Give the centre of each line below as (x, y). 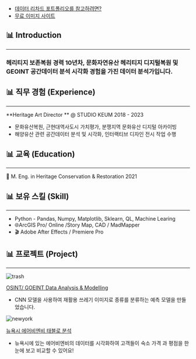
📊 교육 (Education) (41, 154)
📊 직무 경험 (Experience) (51, 92)
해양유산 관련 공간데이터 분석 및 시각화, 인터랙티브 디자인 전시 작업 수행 (95, 134)
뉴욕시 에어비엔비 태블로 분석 (39, 330)
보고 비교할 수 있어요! (50, 350)
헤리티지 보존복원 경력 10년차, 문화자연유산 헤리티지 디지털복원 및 (92, 62)
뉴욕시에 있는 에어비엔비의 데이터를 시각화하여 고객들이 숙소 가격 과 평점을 (99, 343)
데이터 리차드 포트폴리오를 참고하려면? (58, 8)
